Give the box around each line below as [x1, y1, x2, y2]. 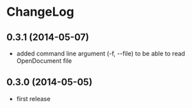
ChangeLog [6, 4, 74, 20]
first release [16, 94, 51, 103]
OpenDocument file [16, 57, 72, 65]
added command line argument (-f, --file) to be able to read [16, 49, 185, 57]
